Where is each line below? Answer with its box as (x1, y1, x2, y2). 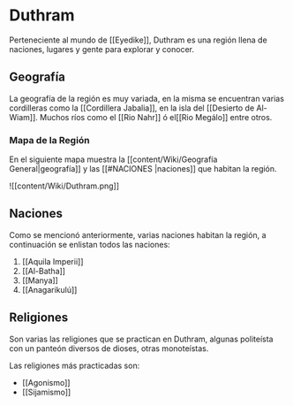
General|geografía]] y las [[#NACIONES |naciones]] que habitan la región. (9, 164, 277, 174)
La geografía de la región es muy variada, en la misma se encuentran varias (9, 93, 285, 103)
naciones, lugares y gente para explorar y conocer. (9, 43, 195, 54)
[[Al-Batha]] (21, 265, 66, 276)
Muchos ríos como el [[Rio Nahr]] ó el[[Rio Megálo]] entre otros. (39, 111, 273, 122)
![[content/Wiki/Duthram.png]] (9, 180, 120, 191)
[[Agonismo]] (21, 377, 71, 387)
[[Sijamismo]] (21, 387, 71, 397)
